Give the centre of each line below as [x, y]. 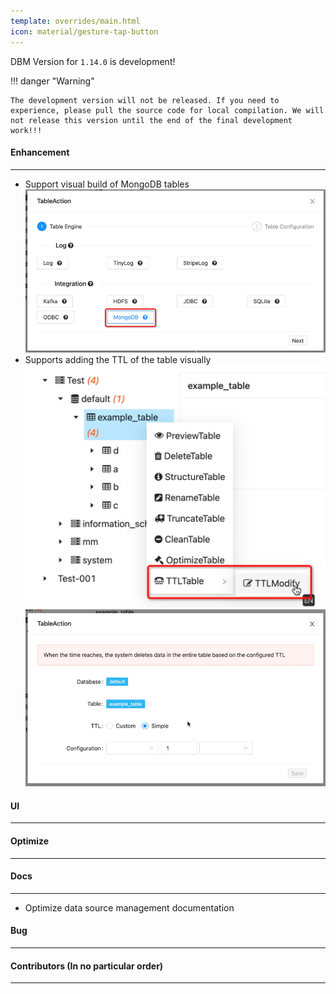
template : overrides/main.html [75, 21]
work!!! [26, 130]
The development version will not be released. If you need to [145, 100]
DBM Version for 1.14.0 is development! [93, 61]
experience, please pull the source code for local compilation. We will [167, 110]
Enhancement [40, 152]
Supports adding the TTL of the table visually [118, 359]
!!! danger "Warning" [52, 81]
